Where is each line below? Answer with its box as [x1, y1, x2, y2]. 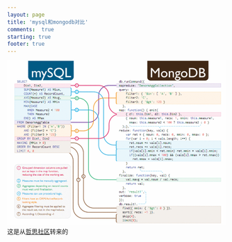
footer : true [7, 40, 45, 48]
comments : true [7, 26, 54, 33]
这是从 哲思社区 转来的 [7, 227, 68, 236]
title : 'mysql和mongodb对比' [7, 18, 89, 26]
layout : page [7, 11, 45, 18]
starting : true [7, 33, 51, 40]
